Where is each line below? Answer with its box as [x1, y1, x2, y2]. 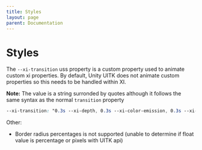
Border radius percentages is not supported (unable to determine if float [14, 130, 194, 138]
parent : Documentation [6, 20, 63, 26]
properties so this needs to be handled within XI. [6, 79, 126, 86]
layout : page [6, 14, 39, 20]
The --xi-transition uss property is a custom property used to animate [6, 65, 185, 73]
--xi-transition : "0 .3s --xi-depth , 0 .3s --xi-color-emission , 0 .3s [6, 108, 182, 114]
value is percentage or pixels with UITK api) [14, 137, 123, 144]
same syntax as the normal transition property [6, 97, 124, 104]
